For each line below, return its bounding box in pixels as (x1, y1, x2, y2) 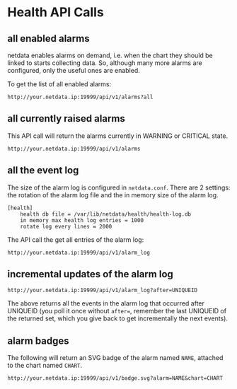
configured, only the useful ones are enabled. (7, 66, 140, 74)
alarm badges (7, 335, 69, 347)
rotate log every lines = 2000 (20, 223, 112, 230)
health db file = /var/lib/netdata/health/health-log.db (20, 210, 192, 218)
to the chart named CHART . (7, 361, 83, 370)
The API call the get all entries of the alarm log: (7, 235, 144, 244)
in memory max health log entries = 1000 (20, 216, 144, 223)
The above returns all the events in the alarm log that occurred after (7, 299, 205, 308)
